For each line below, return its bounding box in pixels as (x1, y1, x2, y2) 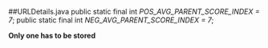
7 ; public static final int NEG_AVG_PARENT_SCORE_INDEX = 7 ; (8, 15, 214, 25)
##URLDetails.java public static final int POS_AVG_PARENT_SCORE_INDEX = (8, 7, 260, 16)
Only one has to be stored (8, 31, 96, 40)
